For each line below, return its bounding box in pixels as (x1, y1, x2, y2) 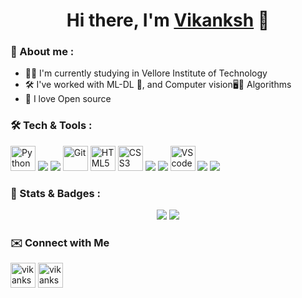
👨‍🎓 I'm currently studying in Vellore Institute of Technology (24, 67, 268, 79)
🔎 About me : (10, 45, 75, 59)
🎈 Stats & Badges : (10, 186, 101, 200)
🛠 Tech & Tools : (10, 119, 93, 133)
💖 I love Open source (24, 93, 112, 105)
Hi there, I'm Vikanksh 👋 (66, 9, 270, 32)
